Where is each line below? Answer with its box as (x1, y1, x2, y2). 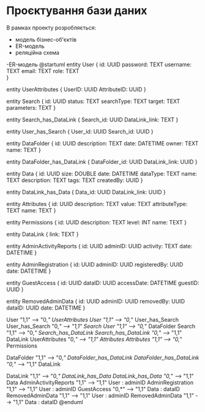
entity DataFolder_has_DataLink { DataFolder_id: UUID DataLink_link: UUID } (6, 158, 198, 166)
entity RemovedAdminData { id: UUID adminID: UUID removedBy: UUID (6, 297, 185, 305)
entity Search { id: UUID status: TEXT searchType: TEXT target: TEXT (6, 97, 181, 105)
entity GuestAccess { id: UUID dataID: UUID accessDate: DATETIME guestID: (6, 279, 199, 286)
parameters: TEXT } (6, 104, 56, 111)
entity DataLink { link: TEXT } (6, 231, 79, 238)
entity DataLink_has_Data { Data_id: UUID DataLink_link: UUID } (6, 188, 166, 196)
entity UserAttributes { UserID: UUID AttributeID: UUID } (6, 85, 146, 93)
